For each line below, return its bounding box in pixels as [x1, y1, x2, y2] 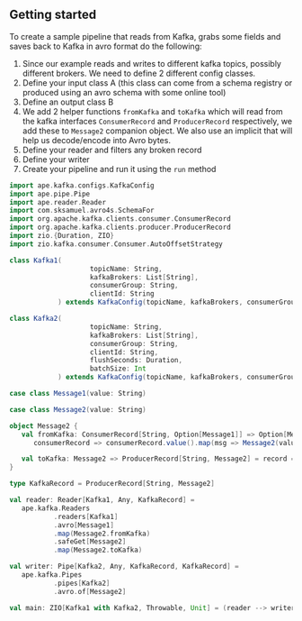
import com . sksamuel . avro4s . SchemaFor [9, 206, 155, 215]
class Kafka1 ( [9, 256, 63, 265]
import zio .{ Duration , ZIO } [9, 232, 115, 241]
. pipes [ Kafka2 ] [53, 579, 111, 588]
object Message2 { [9, 421, 78, 431]
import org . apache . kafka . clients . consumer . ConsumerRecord [9, 215, 231, 224]
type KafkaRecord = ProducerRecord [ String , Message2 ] [9, 479, 216, 489]
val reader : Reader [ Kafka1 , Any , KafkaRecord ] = [9, 496, 195, 505]
